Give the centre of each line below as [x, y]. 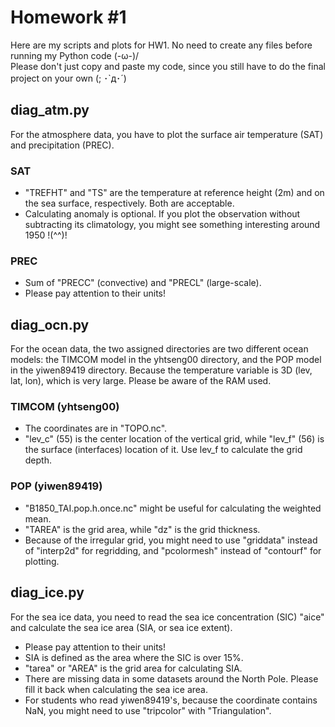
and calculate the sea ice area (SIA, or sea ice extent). [121, 627]
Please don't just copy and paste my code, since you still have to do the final [168, 66]
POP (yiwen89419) [56, 486]
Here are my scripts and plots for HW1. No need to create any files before [161, 45]
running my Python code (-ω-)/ [75, 55]
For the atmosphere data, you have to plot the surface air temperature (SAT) [167, 134]
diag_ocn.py [50, 324]
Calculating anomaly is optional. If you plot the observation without [162, 214]
